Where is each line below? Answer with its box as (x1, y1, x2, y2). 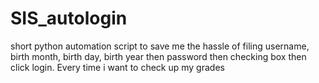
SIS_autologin (10, 7, 128, 30)
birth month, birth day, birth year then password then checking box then (10, 50, 307, 62)
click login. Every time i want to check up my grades (10, 61, 225, 73)
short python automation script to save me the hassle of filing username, (10, 40, 310, 52)
